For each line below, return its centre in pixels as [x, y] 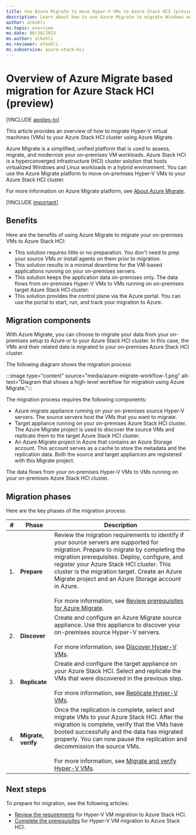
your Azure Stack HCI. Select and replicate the [118, 671]
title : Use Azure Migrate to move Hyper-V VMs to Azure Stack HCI [88, 11]
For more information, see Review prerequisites [119, 601]
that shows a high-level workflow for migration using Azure [113, 382]
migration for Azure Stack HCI [80, 91]
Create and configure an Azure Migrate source [118, 618]
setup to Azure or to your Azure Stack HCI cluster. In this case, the [109, 341]
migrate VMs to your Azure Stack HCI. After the [119, 717]
